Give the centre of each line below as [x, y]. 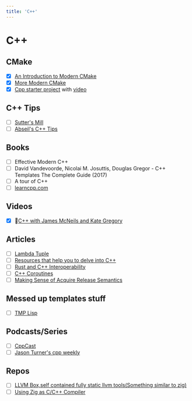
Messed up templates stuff [56, 299]
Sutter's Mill [29, 122]
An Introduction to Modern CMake [55, 76]
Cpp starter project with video [50, 89]
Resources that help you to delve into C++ [65, 260]
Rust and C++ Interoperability [50, 266]
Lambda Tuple [32, 253]
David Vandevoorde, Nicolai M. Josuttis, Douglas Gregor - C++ [90, 168]
